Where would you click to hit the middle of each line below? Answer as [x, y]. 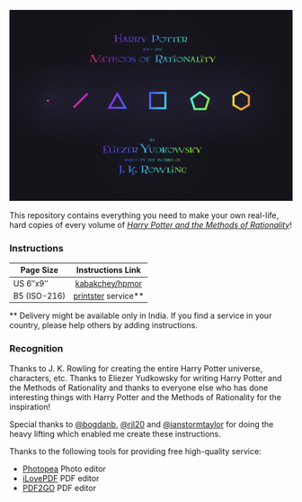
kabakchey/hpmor [108, 283]
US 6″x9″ [31, 283]
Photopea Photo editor [64, 469]
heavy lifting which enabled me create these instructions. [115, 434]
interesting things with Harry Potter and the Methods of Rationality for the [145, 397]
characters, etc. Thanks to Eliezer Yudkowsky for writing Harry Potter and [146, 378]
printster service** [109, 296]
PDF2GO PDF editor [59, 488]
